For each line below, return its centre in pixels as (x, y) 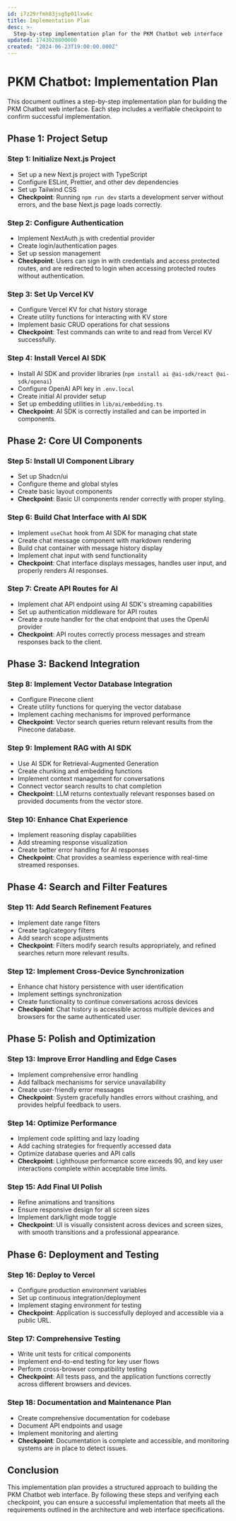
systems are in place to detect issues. (72, 1448)
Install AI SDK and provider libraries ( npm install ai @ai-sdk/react (116, 373)
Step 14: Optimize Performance (62, 1123)
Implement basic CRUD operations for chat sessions (94, 325)
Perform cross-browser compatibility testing (82, 1369)
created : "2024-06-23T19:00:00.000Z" (63, 47)
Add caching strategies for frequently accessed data (94, 1146)
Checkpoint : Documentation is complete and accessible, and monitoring (123, 1440)
